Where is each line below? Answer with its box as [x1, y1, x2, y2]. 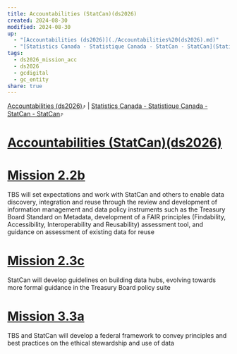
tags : [7, 50, 23, 57]
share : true [7, 83, 42, 90]
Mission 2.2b [7, 167, 86, 183]
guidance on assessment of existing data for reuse [7, 228, 155, 236]
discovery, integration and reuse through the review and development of [7, 198, 217, 207]
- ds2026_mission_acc [13, 56, 78, 63]
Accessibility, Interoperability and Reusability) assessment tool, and [7, 220, 203, 229]
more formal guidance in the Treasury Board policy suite [7, 283, 171, 292]
